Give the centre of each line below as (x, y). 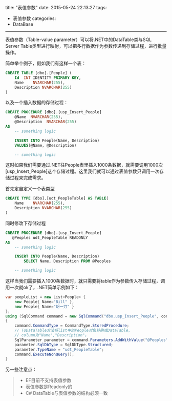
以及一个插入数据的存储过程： (37, 103)
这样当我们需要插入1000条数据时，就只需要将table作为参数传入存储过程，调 (85, 281)
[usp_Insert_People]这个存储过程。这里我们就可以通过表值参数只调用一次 (82, 171)
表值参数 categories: (34, 18)
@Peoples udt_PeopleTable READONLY (50, 237)
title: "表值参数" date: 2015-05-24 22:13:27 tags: (56, 7)
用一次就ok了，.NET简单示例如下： (42, 287)
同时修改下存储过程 (26, 223)
